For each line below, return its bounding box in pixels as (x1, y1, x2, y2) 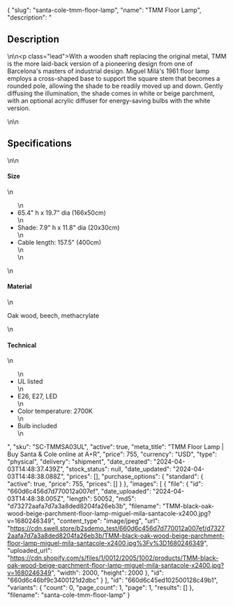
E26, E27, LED (17, 392, 58, 400)
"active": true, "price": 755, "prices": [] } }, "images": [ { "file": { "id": (7, 480, 204, 488)
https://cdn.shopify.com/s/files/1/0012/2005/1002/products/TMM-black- (10, 554, 219, 562)
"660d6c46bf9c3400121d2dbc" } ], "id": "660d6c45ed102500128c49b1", (7, 576, 218, 584)
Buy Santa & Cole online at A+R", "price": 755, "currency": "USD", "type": (7, 450, 218, 459)
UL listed (17, 377, 43, 386)
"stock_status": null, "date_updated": (66, 465, 172, 474)
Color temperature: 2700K (17, 407, 93, 416)
